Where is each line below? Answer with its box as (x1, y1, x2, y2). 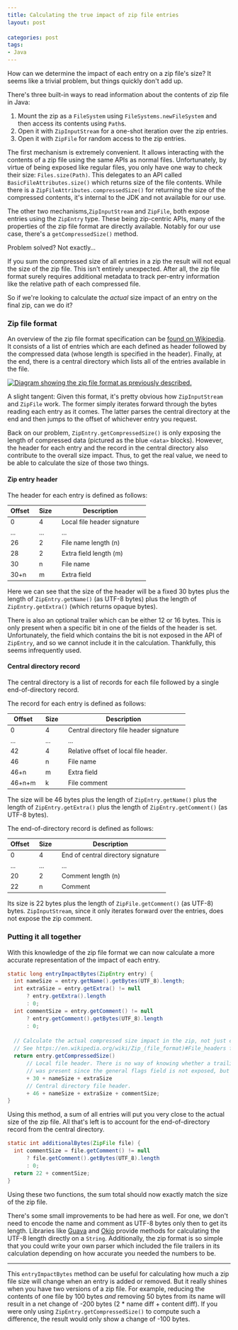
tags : (7, 41, 23, 49)
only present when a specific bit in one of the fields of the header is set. (7, 623, 217, 632)
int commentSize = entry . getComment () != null (13, 1007, 154, 1015)
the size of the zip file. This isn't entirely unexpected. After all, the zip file (7, 264, 220, 273)
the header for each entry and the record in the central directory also (7, 444, 209, 452)
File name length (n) (61, 539, 120, 547)
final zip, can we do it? (7, 301, 73, 309)
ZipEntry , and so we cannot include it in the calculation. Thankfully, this (7, 638, 216, 647)
